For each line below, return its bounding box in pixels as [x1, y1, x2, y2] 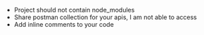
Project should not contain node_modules [13, 6, 135, 14]
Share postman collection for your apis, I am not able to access [13, 13, 197, 21]
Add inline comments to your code [13, 21, 114, 28]
